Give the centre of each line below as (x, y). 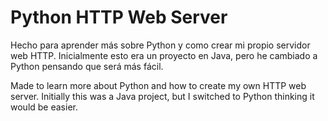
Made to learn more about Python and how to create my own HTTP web (158, 85)
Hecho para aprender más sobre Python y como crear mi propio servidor (160, 45)
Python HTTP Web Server (119, 17)
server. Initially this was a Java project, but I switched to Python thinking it (162, 96)
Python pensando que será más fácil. (87, 66)
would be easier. (44, 107)
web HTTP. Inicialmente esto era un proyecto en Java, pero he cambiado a (164, 55)
